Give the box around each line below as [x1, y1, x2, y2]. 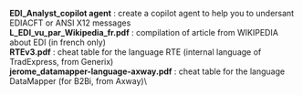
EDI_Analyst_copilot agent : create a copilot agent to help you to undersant [9, 8, 295, 18]
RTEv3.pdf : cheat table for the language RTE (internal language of [9, 47, 262, 58]
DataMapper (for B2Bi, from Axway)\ [9, 76, 148, 86]
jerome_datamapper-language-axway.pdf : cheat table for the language [9, 66, 286, 77]
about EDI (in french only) [9, 37, 107, 47]
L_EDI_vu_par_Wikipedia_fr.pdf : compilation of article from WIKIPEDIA [9, 27, 278, 37]
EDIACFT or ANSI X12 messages [9, 17, 131, 28]
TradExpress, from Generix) [9, 57, 114, 67]
